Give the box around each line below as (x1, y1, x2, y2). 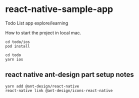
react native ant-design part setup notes (5, 70, 134, 79)
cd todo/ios (5, 39, 30, 44)
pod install (5, 43, 30, 48)
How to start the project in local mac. (5, 29, 81, 35)
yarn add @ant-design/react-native (5, 83, 79, 88)
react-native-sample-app (5, 3, 113, 15)
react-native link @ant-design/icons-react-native (5, 88, 113, 93)
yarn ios (5, 56, 23, 62)
